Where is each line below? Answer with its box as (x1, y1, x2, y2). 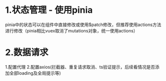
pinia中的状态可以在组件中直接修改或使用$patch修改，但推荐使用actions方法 (5, 22, 162, 27)
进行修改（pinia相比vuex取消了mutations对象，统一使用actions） (5, 27, 138, 33)
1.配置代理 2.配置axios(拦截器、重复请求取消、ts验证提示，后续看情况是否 (5, 64, 155, 70)
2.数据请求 (5, 47, 49, 58)
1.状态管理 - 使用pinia (5, 4, 93, 16)
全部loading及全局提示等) (9, 70, 61, 76)
